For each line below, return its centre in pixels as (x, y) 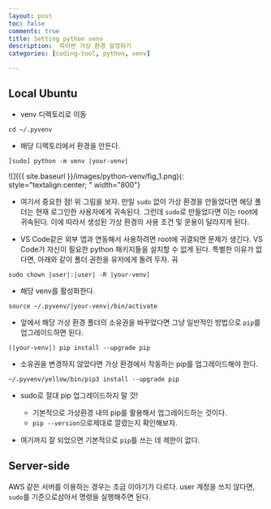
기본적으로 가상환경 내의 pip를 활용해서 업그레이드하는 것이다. (129, 412)
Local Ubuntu (43, 94)
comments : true (34, 31)
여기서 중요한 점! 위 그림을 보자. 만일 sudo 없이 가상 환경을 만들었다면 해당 (136, 201)
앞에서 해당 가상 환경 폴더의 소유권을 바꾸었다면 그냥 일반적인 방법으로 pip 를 (140, 322)
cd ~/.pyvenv (30, 129)
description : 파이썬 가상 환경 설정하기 (70, 46)
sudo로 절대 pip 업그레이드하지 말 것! (79, 395)
